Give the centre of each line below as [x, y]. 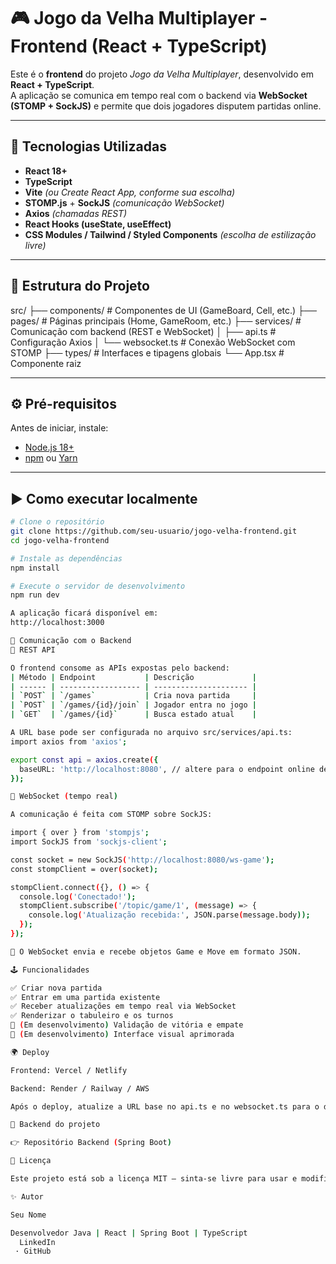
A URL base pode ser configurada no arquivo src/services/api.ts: [151, 733]
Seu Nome [28, 1215]
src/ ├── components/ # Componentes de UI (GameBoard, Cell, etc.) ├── [163, 310]
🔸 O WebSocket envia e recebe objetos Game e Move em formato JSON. [156, 951]
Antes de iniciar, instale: [59, 428]
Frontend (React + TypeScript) [139, 46]
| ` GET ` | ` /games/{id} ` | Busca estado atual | [133, 715]
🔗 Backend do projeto [55, 1125]
